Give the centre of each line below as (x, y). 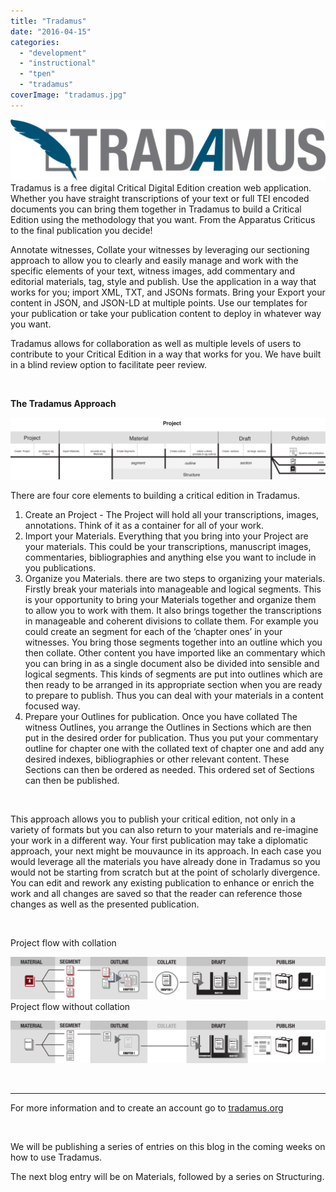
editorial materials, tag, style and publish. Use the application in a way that (163, 282)
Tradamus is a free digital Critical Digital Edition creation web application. (161, 188)
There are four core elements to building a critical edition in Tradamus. (155, 495)
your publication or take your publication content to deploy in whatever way (166, 314)
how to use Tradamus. (56, 1157)
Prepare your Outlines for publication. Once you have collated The (161, 716)
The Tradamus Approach (63, 404)
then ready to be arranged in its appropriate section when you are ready (173, 684)
